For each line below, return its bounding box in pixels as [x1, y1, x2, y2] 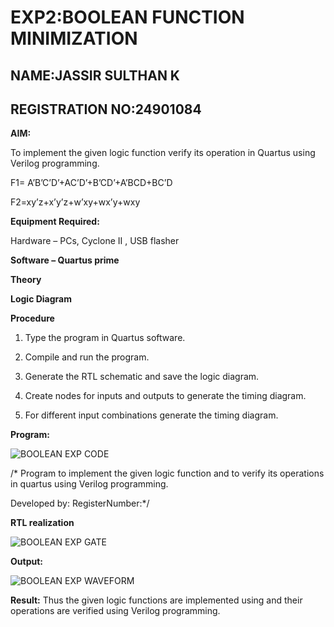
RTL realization [10, 517, 75, 529]
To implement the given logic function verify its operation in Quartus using [10, 147, 316, 159]
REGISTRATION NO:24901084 [10, 101, 202, 118]
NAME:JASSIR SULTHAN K [10, 67, 180, 84]
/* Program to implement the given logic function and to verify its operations [10, 467, 325, 480]
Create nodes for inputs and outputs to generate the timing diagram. [24, 390, 307, 402]
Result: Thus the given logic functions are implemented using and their [10, 594, 303, 606]
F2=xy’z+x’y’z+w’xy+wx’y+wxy [10, 196, 141, 208]
